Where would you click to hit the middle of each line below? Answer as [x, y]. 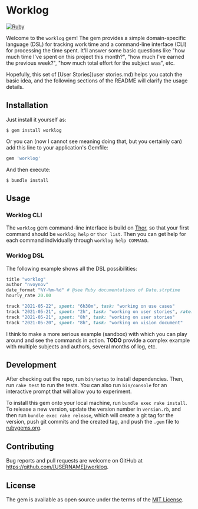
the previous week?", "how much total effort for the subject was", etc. [90, 63]
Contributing [30, 446]
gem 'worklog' [24, 158]
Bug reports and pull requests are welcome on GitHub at [75, 461]
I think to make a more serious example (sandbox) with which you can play [97, 334]
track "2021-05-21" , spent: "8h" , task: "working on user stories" [91, 317]
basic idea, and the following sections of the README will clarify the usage [97, 81]
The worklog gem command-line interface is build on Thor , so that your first [98, 228]
